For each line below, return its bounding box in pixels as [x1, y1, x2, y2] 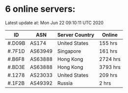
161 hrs [99, 48, 118, 55]
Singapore [57, 48, 81, 55]
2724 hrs [99, 56, 121, 62]
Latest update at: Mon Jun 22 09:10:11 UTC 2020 [5, 20, 104, 26]
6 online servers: [5, 3, 76, 15]
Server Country [57, 31, 95, 38]
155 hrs [99, 39, 118, 46]
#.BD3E [7, 63, 26, 70]
